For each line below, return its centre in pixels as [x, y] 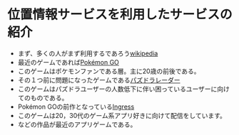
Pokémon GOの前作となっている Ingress [76, 107]
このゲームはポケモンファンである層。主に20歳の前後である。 [109, 71]
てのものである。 [43, 97]
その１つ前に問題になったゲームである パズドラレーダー [99, 80]
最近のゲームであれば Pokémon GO [68, 62]
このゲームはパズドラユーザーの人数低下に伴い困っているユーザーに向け [124, 89]
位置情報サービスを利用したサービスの [120, 15]
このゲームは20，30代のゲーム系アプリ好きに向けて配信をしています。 [122, 115]
